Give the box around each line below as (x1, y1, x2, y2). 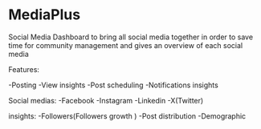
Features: (8, 64, 40, 74)
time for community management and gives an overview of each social (8, 40, 243, 50)
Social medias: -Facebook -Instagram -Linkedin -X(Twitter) (8, 95, 204, 105)
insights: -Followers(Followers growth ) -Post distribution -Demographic (8, 111, 247, 121)
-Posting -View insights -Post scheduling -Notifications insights (8, 80, 218, 90)
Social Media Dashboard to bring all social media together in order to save (8, 32, 254, 42)
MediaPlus (8, 6, 81, 24)
